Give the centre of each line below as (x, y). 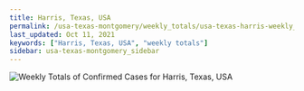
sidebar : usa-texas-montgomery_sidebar (85, 51)
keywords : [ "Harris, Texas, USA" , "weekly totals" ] (109, 43)
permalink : (30, 26)
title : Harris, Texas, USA (60, 18)
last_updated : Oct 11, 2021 (62, 34)
